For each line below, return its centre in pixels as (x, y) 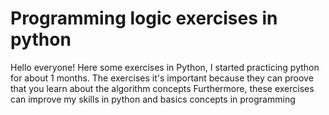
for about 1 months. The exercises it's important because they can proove (162, 78)
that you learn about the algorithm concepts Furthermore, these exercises (162, 88)
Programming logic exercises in (144, 18)
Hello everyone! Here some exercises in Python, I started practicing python (165, 67)
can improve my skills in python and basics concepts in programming (153, 99)
